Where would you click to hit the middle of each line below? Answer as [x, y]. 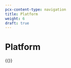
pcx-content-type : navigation [36, 9]
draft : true [17, 23]
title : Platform [21, 14]
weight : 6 [15, 18]
